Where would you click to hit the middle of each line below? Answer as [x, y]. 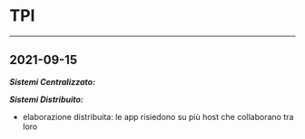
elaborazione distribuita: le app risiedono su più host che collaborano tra [158, 116]
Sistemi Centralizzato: [53, 81]
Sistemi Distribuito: [47, 99]
